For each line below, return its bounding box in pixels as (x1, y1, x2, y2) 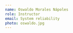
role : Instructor (5, 12, 40, 16)
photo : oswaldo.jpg (5, 20, 45, 26)
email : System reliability (5, 16, 60, 21)
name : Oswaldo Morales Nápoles (5, 7, 69, 12)
